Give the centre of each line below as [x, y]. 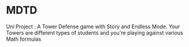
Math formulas [24, 39]
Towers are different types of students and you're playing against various [95, 32]
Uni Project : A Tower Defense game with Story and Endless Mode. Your [93, 26]
